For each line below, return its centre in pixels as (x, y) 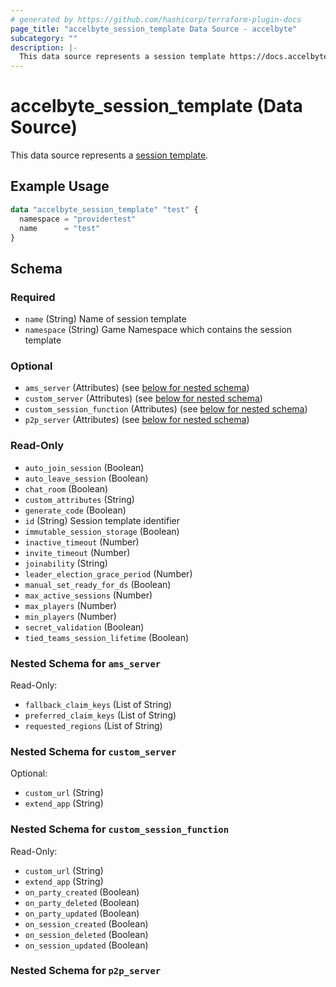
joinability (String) (66, 563)
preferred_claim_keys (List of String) (100, 715)
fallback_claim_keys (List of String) (98, 704)
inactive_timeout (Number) (82, 542)
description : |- (44, 47)
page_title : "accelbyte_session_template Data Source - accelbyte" (154, 29)
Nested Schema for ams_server (86, 663)
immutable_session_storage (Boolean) (102, 531)
